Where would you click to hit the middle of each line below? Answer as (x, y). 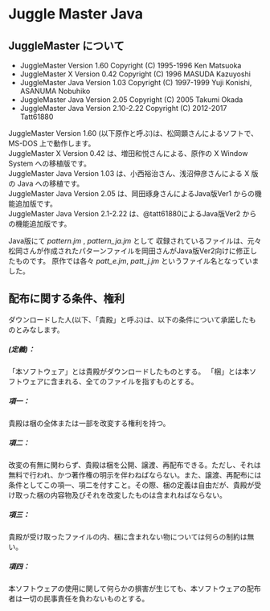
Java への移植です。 (51, 183)
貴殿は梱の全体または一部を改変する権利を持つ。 (89, 423)
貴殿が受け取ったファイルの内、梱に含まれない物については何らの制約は (128, 536)
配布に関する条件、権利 (66, 299)
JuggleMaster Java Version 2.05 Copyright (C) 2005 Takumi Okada (131, 100)
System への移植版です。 (49, 163)
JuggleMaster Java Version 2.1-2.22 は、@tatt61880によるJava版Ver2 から (133, 213)
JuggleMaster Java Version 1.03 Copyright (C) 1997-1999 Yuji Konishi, (136, 82)
